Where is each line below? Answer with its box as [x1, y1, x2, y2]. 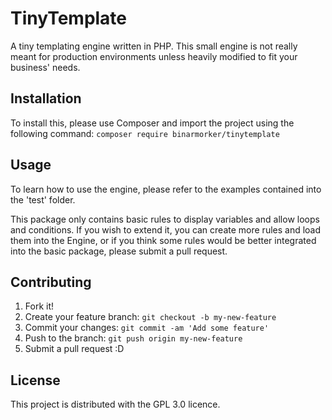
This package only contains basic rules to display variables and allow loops [10, 213, 320, 225]
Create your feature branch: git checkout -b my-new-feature [24, 311, 277, 323]
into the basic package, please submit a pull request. [10, 245, 228, 257]
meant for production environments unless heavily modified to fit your [10, 50, 298, 62]
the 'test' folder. [10, 193, 76, 206]
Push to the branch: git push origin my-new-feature [24, 332, 243, 344]
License [10, 372, 61, 389]
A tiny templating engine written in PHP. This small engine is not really [10, 40, 298, 52]
